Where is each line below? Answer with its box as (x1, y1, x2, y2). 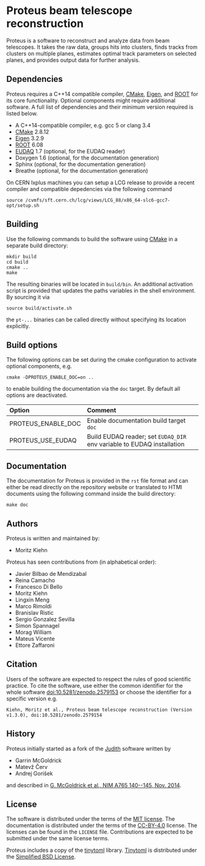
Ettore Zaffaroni (15, 642, 55, 649)
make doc (6, 502, 29, 508)
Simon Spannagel (15, 622, 60, 629)
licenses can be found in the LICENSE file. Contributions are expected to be (6, 828, 193, 835)
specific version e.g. (6, 694, 58, 702)
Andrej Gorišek (15, 770, 53, 777)
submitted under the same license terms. (6, 835, 110, 842)
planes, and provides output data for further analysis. (6, 56, 140, 64)
